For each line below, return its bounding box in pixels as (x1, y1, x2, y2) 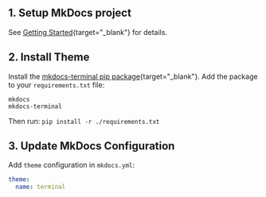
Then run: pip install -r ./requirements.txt (8, 116, 160, 126)
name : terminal (15, 183, 66, 191)
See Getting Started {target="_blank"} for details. (8, 27, 167, 37)
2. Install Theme (8, 51, 90, 64)
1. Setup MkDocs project (8, 6, 131, 20)
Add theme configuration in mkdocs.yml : (8, 160, 135, 170)
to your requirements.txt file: (8, 79, 105, 90)
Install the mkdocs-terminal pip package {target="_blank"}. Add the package (8, 71, 258, 81)
